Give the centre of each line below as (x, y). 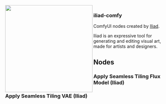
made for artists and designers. (126, 46)
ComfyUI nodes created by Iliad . (127, 26)
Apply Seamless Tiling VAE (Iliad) (46, 96)
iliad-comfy (108, 15)
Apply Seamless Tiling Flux (127, 76)
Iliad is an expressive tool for (123, 36)
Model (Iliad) (109, 83)
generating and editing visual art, (127, 41)
